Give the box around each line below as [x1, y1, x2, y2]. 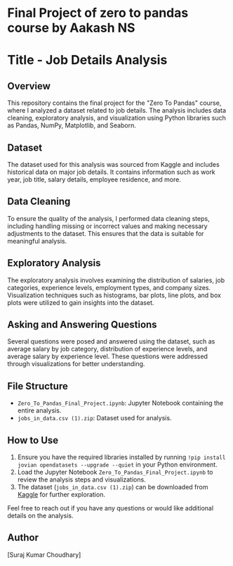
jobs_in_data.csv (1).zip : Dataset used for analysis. [17, 414, 172, 422]
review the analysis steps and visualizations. [17, 475, 146, 484]
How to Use [7, 434, 59, 446]
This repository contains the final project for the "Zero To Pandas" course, [7, 99, 222, 107]
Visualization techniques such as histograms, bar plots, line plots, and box [7, 291, 221, 299]
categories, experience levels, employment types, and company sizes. [7, 283, 211, 291]
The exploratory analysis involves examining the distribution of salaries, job [7, 276, 225, 284]
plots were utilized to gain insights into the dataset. [7, 298, 154, 307]
